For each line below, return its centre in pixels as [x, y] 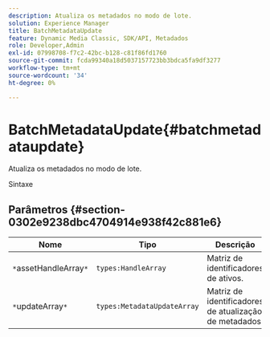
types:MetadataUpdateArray [147, 307]
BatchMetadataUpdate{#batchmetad [135, 130]
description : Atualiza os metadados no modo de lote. [100, 16]
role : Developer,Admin [46, 46]
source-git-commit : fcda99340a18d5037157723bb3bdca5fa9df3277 [115, 61]
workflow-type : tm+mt [45, 68]
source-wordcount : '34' [48, 75]
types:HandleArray [131, 268]
